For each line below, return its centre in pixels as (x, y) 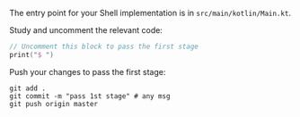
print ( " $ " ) (31, 54)
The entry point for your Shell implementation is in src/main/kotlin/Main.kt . (150, 13)
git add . (28, 88)
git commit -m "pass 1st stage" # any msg (90, 96)
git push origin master (54, 104)
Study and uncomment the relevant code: (86, 30)
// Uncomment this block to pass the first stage (104, 46)
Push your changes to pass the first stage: (88, 71)
